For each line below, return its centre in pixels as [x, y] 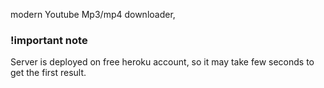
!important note [49, 40]
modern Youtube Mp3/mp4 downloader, [93, 14]
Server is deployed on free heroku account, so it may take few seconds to [162, 62]
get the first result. [48, 73]
